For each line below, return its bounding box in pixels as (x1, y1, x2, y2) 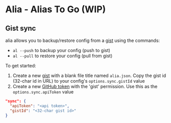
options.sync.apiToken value (12, 89, 74, 95)
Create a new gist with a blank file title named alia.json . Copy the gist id (12, 72, 166, 79)
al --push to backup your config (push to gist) (12, 47, 111, 53)
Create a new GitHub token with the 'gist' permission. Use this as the (12, 83, 158, 89)
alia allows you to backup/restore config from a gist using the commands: (5, 37, 160, 43)
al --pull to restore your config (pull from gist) (12, 53, 113, 59)
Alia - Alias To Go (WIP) (5, 4, 106, 15)
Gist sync (5, 24, 36, 33)
